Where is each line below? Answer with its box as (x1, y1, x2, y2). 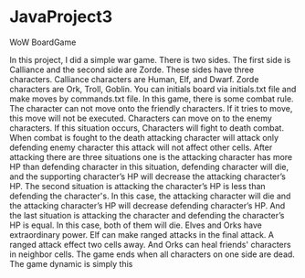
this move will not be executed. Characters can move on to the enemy (9, 112, 272, 123)
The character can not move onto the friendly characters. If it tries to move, (9, 102, 293, 113)
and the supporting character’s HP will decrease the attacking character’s (9, 171, 286, 182)
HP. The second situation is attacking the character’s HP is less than (9, 180, 267, 191)
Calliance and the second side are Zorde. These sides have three (9, 64, 254, 75)
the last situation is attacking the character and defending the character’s (9, 209, 285, 220)
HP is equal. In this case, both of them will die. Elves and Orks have (9, 219, 262, 230)
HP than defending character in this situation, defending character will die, (9, 161, 289, 172)
